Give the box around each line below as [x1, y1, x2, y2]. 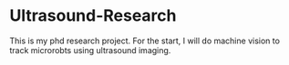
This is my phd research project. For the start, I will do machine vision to [9, 35, 281, 46]
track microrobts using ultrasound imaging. [9, 44, 171, 55]
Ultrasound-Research [9, 5, 177, 26]
